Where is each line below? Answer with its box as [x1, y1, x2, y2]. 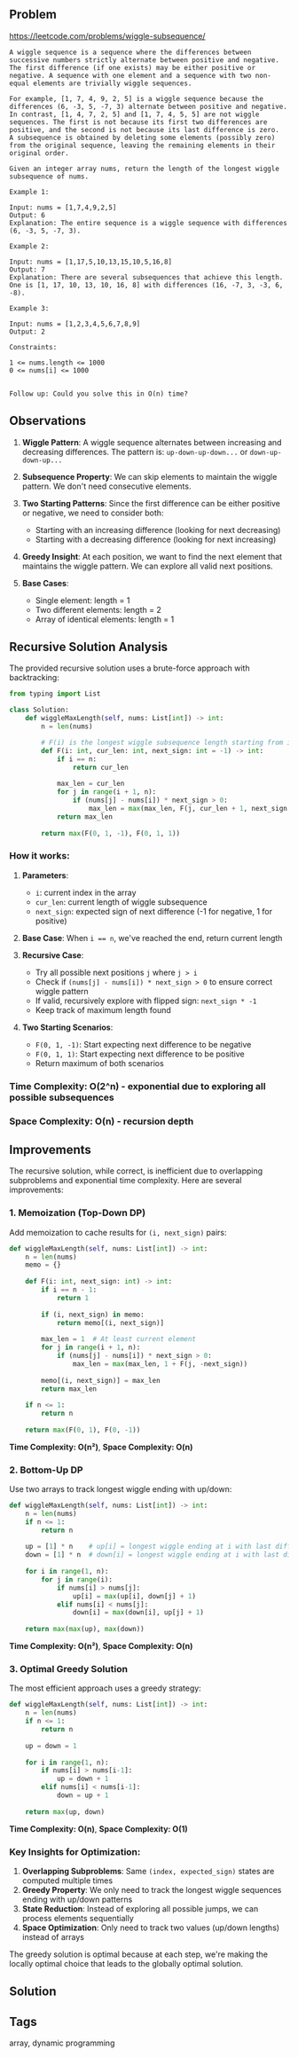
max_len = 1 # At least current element [41, 1335, 197, 1344]
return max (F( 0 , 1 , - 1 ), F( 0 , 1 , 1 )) [41, 828, 181, 837]
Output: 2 [9, 327, 46, 336]
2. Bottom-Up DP [9, 1464, 83, 1476]
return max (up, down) [25, 1807, 105, 1817]
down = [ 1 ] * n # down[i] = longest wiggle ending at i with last [25, 1551, 279, 1559]
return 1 [56, 1293, 90, 1302]
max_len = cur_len [56, 780, 125, 789]
